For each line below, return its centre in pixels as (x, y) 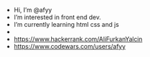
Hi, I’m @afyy (33, 10)
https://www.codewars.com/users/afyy (69, 46)
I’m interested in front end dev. (57, 17)
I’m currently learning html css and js (66, 24)
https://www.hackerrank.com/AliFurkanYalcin (78, 39)
